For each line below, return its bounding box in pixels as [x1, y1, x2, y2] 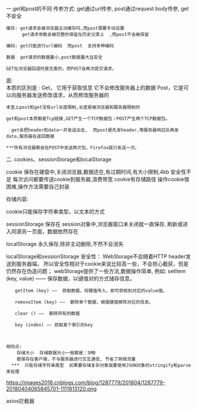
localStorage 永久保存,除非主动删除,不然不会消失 [6, 241, 123, 247]
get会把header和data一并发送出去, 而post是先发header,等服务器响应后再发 [11, 127, 179, 133]
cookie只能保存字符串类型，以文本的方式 [6, 208, 105, 215]
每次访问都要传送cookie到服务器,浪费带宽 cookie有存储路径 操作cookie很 [12, 176, 189, 182]
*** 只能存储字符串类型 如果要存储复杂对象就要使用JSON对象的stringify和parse [11, 362, 191, 368]
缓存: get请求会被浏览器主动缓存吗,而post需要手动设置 [6, 25, 125, 31]
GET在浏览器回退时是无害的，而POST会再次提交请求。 [6, 66, 116, 72]
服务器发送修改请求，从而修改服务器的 [16, 92, 109, 98]
